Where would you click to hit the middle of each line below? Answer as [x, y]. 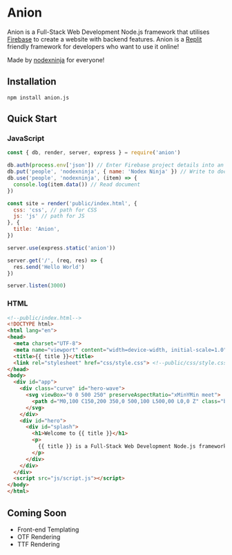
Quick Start [32, 119]
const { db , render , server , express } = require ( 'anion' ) [94, 153]
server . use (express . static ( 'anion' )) [61, 248]
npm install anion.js [38, 97]
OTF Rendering [39, 536]
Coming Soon [37, 513]
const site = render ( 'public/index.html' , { [72, 203]
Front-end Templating [48, 529]
